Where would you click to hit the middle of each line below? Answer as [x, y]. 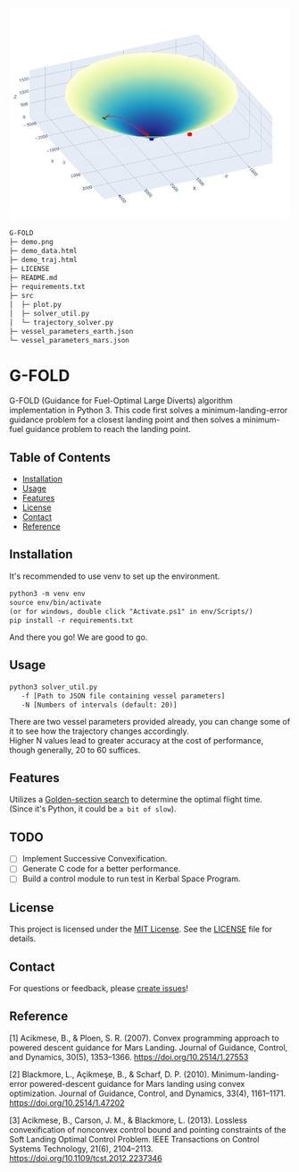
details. [23, 938]
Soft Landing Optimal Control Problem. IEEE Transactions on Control [134, 1139]
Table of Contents [60, 458]
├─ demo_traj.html [43, 260]
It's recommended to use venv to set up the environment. [115, 576]
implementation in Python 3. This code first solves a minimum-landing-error [149, 411]
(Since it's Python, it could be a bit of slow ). [93, 809]
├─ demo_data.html [43, 251]
